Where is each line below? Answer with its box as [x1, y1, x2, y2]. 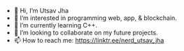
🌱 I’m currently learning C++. [13, 21, 98, 29]
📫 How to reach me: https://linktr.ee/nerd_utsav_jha [13, 37, 164, 44]
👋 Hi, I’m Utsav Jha [13, 7, 69, 14]
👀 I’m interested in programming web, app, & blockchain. [13, 14, 177, 22]
